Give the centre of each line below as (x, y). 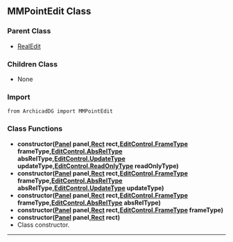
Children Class (32, 64)
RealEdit (29, 46)
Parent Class (29, 31)
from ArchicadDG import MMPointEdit (60, 111)
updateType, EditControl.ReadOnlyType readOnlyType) (98, 166)
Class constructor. (43, 225)
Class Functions (35, 129)
